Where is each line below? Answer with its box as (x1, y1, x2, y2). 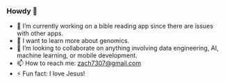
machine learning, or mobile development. (16, 51, 138, 59)
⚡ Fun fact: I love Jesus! (16, 69, 85, 78)
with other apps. (16, 29, 64, 37)
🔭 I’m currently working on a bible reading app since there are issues (16, 22, 213, 30)
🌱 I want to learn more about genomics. (16, 37, 130, 45)
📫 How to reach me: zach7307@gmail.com (16, 59, 142, 68)
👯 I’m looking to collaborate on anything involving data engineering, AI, (16, 44, 219, 53)
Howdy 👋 (6, 6, 37, 16)
